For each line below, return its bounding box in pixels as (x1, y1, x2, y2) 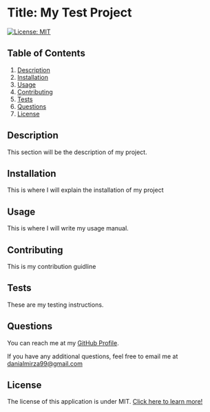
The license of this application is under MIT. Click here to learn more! (7, 398, 203, 406)
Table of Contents (7, 47, 86, 59)
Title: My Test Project (7, 5, 132, 21)
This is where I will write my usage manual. (7, 224, 129, 232)
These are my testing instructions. (7, 301, 104, 309)
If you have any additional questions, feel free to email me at (7, 352, 178, 360)
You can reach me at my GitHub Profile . (7, 338, 119, 347)
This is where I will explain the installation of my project (7, 186, 164, 194)
